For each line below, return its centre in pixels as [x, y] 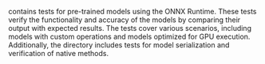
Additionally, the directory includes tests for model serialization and [119, 45]
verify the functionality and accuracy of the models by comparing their [125, 20]
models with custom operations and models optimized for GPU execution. [129, 36]
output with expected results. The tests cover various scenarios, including [130, 28]
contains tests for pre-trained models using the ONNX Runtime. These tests [132, 11]
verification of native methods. [59, 53]
